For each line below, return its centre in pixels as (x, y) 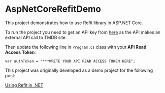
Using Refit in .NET (24, 85)
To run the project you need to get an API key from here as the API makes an (83, 32)
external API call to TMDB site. (36, 37)
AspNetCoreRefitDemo (53, 9)
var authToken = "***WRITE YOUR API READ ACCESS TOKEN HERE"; (70, 61)
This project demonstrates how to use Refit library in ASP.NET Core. (74, 23)
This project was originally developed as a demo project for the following (79, 70)
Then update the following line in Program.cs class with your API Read (76, 47)
